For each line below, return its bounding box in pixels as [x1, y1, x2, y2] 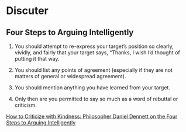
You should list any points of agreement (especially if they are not [14, 67, 173, 74]
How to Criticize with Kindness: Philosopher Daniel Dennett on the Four [6, 113, 178, 120]
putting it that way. [14, 55, 60, 62]
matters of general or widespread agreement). [14, 73, 126, 79]
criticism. [14, 102, 37, 109]
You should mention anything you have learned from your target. [14, 84, 171, 91]
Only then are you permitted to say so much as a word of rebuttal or [14, 95, 178, 102]
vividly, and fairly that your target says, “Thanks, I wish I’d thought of [14, 49, 180, 56]
